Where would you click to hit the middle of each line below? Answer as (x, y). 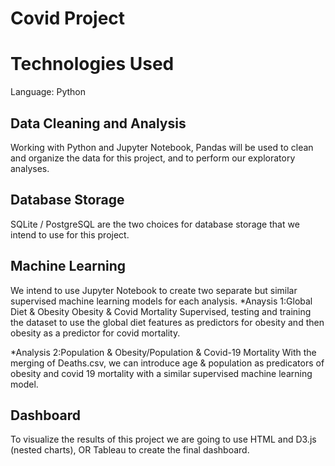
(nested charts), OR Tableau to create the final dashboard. (130, 450)
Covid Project (68, 18)
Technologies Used (92, 64)
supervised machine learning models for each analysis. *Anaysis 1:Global (161, 301)
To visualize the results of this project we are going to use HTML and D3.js (163, 439)
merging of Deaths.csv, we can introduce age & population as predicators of (167, 363)
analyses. (30, 168)
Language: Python (48, 92)
